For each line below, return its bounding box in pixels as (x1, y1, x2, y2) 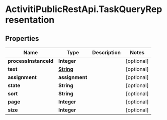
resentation (5, 14, 55, 26)
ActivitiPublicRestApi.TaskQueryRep (5, 4, 162, 15)
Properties (5, 34, 39, 43)
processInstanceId (8, 58, 54, 64)
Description (92, 49, 121, 56)
